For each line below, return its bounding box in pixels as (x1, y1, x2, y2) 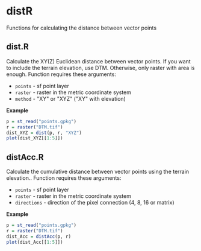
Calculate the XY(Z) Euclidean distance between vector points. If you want (6, 57, 191, 65)
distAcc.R (6, 152, 44, 162)
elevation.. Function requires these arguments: (6, 174, 122, 182)
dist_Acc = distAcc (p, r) (6, 234, 71, 240)
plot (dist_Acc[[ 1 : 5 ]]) (6, 239, 63, 245)
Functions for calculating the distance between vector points (6, 24, 157, 31)
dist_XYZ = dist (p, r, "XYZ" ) (6, 130, 82, 136)
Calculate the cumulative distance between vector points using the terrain (6, 168, 190, 176)
